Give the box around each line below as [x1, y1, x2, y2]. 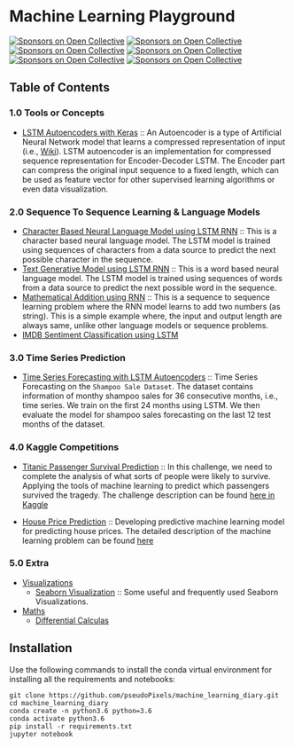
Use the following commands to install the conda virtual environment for [9, 664, 273, 675]
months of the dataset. [21, 419, 105, 429]
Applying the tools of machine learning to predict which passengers [21, 480, 270, 491]
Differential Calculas [35, 615, 109, 625]
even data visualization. [21, 184, 109, 194]
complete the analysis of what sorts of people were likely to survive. [21, 470, 271, 481]
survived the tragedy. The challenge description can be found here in [21, 490, 275, 500]
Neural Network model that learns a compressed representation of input [21, 136, 286, 147]
